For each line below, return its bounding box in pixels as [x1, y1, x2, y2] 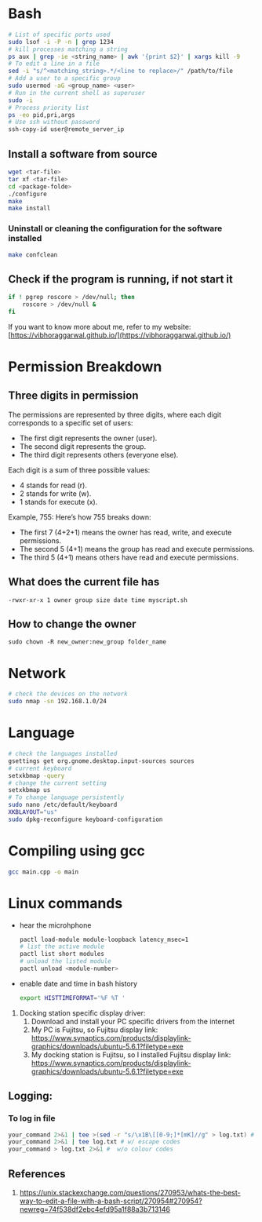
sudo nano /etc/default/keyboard [8, 801, 118, 809]
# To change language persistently [8, 793, 125, 801]
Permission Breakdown [8, 358, 162, 376]
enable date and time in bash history [19, 979, 138, 988]
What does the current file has [8, 575, 160, 589]
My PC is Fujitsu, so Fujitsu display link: [31, 1025, 158, 1034]
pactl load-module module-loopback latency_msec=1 [19, 936, 189, 943]
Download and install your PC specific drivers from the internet [31, 1016, 235, 1026]
